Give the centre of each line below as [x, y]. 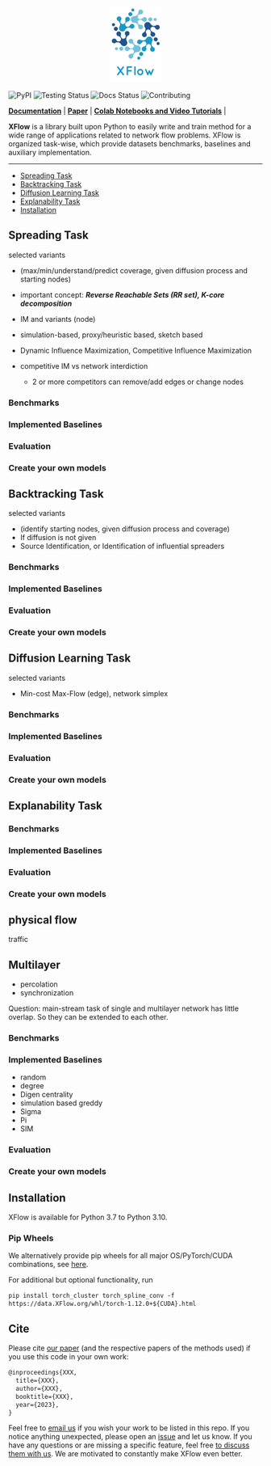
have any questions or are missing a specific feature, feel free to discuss [129, 1445]
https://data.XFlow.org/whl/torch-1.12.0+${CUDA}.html [102, 1304]
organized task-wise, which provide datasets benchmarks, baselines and [130, 144]
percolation [39, 984]
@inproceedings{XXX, [43, 1373]
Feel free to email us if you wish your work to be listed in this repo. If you [129, 1428]
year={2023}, [38, 1405]
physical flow [43, 920]
